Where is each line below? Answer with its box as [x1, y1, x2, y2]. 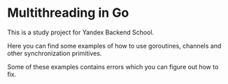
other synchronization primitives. [7, 49, 102, 57]
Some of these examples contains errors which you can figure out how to [7, 62, 219, 71]
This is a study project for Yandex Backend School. [7, 28, 155, 36]
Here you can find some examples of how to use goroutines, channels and [7, 41, 222, 50]
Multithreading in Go [7, 5, 129, 21]
